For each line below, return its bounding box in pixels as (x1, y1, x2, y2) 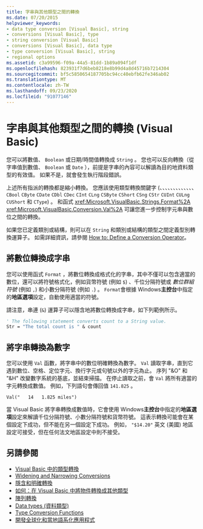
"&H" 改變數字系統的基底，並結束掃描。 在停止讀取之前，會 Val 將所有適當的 (6, 375, 198, 382)
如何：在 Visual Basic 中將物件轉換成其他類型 (15, 486, 128, 494)
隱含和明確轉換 (15, 479, 53, 486)
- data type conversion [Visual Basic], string (6, 26, 129, 32)
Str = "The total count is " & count (6, 324, 102, 330)
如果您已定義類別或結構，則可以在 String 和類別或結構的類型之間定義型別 (6, 226, 190, 233)
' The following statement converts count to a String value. (6, 318, 167, 324)
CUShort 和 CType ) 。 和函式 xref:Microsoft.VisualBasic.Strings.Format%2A (6, 198, 191, 205)
